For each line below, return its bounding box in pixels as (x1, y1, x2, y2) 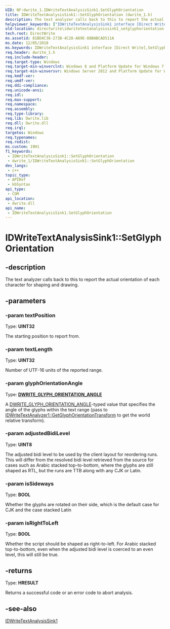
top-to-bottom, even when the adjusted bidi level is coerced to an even (5, 546, 153, 552)
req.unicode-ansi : (5, 87, 44, 93)
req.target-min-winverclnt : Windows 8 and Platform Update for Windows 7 (5, 64, 164, 69)
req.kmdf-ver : (5, 74, 35, 79)
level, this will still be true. (5, 551, 59, 558)
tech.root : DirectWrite (5, 31, 56, 36)
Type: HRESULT (5, 580, 39, 586)
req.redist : (5, 139, 30, 145)
